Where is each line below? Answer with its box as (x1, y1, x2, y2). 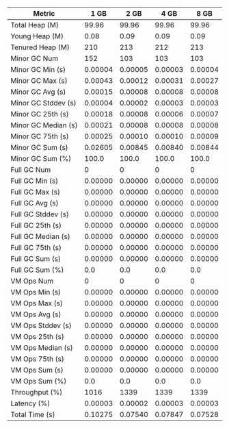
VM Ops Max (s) (10, 299, 63, 307)
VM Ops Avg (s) (10, 310, 62, 319)
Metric (33, 9, 55, 18)
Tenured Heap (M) (10, 42, 70, 52)
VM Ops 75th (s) (10, 354, 65, 364)
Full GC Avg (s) (10, 199, 59, 207)
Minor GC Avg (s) (10, 87, 66, 97)
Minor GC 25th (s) (10, 110, 70, 118)
